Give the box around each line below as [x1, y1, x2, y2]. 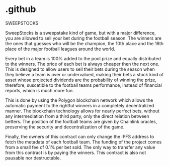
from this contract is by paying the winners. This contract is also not [5, 149, 146, 155]
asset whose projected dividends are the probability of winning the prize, [5, 77, 157, 83]
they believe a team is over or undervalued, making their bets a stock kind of [5, 71, 164, 77]
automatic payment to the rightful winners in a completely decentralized [5, 102, 154, 108]
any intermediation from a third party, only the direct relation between [5, 113, 149, 119]
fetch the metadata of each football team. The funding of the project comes [5, 139, 162, 145]
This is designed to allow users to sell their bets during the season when [5, 66, 155, 72]
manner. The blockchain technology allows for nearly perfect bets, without [5, 108, 160, 114]
